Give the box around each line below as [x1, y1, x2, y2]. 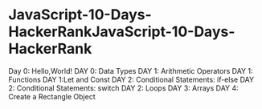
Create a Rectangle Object [8, 91, 96, 101]
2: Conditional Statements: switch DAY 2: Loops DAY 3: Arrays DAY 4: [8, 83, 239, 93]
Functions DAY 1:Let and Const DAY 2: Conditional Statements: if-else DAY [8, 75, 255, 84]
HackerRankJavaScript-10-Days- [8, 22, 235, 41]
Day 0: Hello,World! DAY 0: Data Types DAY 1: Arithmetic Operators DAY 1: [8, 66, 253, 75]
